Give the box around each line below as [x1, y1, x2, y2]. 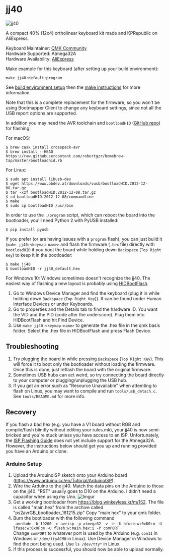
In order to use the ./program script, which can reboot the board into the [6, 212, 155, 218]
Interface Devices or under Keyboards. [13, 301, 94, 307]
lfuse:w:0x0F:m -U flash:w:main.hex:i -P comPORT [13, 526, 120, 531]
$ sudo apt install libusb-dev [6, 177, 71, 182]
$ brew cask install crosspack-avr [6, 145, 80, 150]
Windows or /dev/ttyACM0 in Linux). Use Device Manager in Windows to [13, 535, 162, 541]
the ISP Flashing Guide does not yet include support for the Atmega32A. [6, 437, 155, 443]
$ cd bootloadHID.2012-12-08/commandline [6, 194, 94, 199]
